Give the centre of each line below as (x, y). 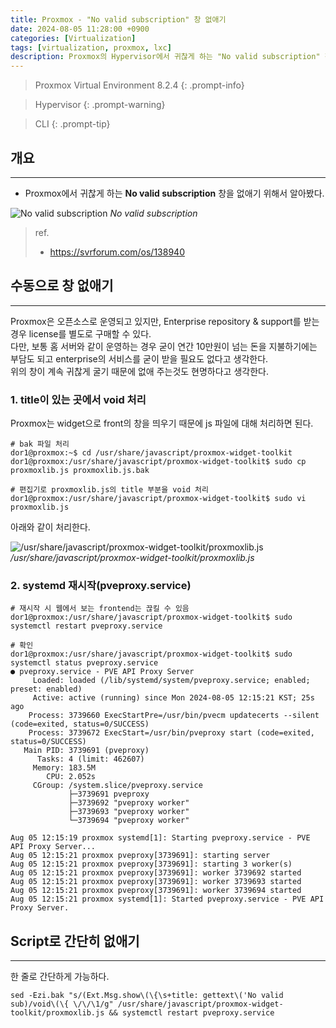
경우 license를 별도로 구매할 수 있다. (81, 333)
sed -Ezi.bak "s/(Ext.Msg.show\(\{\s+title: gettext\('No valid (147, 996)
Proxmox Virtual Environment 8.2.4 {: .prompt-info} (139, 85)
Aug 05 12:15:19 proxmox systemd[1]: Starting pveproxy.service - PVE (160, 838)
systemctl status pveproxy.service (84, 663)
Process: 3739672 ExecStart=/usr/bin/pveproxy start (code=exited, (171, 733)
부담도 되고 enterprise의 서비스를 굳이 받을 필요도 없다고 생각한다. (139, 358)
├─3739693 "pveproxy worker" (129, 812)
